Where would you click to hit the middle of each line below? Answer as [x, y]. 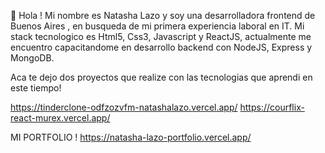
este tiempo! [36, 88]
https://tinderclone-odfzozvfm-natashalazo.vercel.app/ [124, 107]
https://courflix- [272, 107]
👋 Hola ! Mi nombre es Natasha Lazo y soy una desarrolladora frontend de [163, 15]
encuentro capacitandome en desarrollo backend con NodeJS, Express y [161, 47]
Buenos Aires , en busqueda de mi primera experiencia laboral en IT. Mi [157, 26]
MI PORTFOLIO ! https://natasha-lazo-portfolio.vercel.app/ [131, 137]
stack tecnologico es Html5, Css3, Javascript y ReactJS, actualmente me [161, 36]
